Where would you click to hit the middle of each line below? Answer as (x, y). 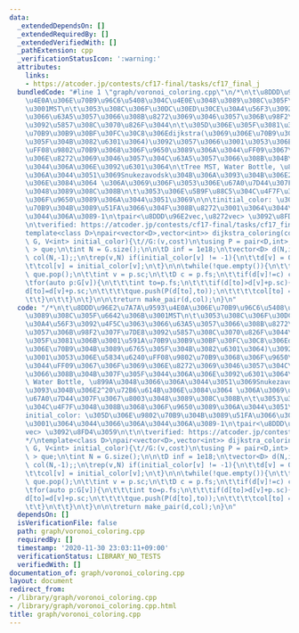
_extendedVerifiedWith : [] (67, 42)
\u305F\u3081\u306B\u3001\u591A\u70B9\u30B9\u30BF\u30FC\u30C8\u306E (157, 341)
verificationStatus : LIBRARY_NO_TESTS (89, 556)
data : (19, 17)
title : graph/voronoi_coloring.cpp (75, 614)
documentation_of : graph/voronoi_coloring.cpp (97, 573)
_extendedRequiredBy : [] (63, 34)
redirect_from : (37, 589)
